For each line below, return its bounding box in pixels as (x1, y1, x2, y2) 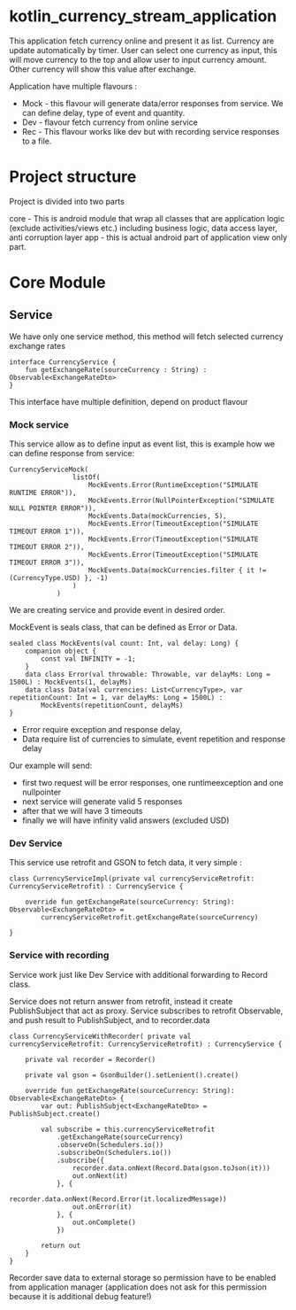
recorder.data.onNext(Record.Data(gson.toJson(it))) (72, 1163, 271, 1173)
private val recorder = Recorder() (25, 1055, 156, 1064)
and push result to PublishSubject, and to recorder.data (9, 1014, 210, 1025)
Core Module (9, 273, 106, 293)
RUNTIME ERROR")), (9, 489, 77, 498)
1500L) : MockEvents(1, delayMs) (9, 678, 133, 687)
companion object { (25, 647, 97, 656)
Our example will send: (9, 760, 93, 771)
